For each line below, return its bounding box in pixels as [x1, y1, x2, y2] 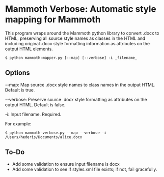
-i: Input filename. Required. [5, 111, 61, 117]
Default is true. [5, 87, 35, 93]
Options [5, 69, 30, 77]
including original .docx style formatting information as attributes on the [5, 40, 150, 46]
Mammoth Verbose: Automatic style [5, 3, 156, 15]
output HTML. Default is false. [5, 102, 66, 108]
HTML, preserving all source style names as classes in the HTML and [5, 35, 146, 41]
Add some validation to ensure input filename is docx [12, 161, 120, 167]
